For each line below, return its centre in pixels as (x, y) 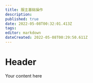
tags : (11, 28)
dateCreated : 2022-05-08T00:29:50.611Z (46, 38)
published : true (22, 19)
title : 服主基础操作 (24, 10)
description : (19, 14)
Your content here (24, 76)
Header (21, 62)
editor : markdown (23, 33)
